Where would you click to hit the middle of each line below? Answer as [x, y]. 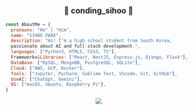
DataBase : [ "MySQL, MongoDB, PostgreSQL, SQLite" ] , [76, 62]
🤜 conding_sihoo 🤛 [99, 11]
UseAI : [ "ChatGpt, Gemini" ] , [47, 79]
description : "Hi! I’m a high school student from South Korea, [91, 41]
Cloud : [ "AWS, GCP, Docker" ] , [48, 68]
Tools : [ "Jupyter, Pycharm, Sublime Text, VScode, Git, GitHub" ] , [94, 74]
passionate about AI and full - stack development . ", [76, 46]
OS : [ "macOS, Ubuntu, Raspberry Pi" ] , [59, 85]
